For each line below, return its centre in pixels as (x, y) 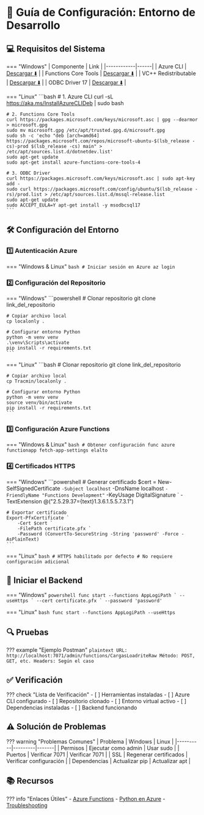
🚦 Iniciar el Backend (45, 580)
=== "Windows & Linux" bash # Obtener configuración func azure (91, 445)
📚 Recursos (30, 781)
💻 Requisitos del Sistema (56, 49)
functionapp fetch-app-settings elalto (57, 451)
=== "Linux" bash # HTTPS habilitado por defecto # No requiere (89, 556)
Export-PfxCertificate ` (38, 518)
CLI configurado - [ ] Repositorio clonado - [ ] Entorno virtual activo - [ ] (97, 701)
